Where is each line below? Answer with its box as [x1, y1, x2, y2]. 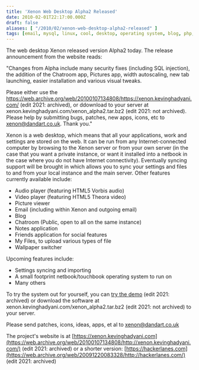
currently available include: [6, 176, 72, 183]
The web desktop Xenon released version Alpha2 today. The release [6, 47, 174, 54]
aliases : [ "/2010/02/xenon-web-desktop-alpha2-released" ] [6, 25, 158, 31]
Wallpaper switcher [14, 244, 62, 251]
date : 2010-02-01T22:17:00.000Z [6, 14, 86, 20]
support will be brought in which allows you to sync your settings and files [6, 163, 187, 170]
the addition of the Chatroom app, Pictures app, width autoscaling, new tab [6, 71, 190, 78]
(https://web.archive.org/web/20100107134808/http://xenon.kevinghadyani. [6, 339, 191, 346]
